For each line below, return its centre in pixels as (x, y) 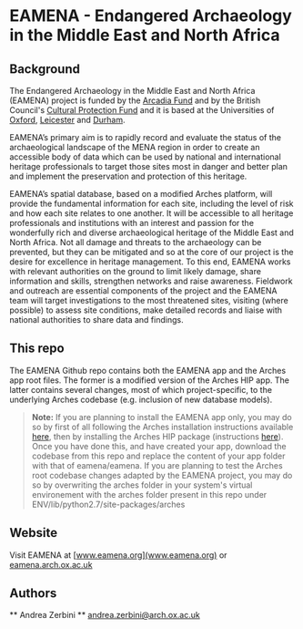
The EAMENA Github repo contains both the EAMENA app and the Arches (148, 370)
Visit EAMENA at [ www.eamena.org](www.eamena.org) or (118, 555)
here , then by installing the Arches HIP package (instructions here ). (157, 436)
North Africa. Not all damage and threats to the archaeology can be (136, 242)
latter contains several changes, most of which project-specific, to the (141, 389)
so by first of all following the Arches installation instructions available (162, 427)
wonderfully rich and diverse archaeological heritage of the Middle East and (151, 232)
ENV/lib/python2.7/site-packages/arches (108, 504)
